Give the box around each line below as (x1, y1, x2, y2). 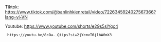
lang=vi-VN (5, 14, 28, 20)
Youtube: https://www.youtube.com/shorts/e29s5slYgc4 (5, 23, 118, 29)
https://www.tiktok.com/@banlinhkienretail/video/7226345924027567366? (5, 9, 156, 15)
